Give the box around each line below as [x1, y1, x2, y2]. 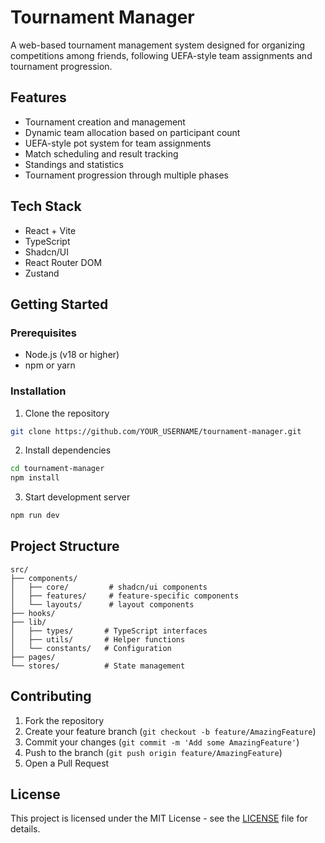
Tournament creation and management [24, 116, 186, 128]
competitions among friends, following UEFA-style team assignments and [10, 49, 313, 61]
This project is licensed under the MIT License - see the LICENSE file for [10, 812, 308, 825]
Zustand [24, 267, 60, 279]
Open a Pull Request [24, 757, 110, 769]
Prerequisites [10, 326, 77, 340]
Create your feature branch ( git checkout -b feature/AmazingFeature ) [24, 725, 317, 737]
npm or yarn [24, 359, 76, 371]
